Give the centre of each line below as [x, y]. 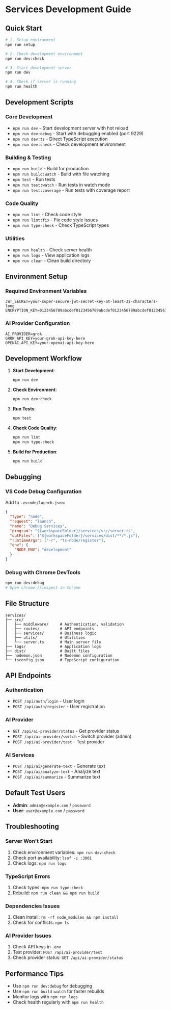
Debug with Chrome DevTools [43, 572]
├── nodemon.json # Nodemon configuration [59, 655]
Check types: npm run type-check [48, 887]
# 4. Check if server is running [41, 82]
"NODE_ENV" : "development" [43, 550]
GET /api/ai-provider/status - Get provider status [66, 731]
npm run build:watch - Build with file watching [61, 174]
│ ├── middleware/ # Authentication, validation [65, 624]
